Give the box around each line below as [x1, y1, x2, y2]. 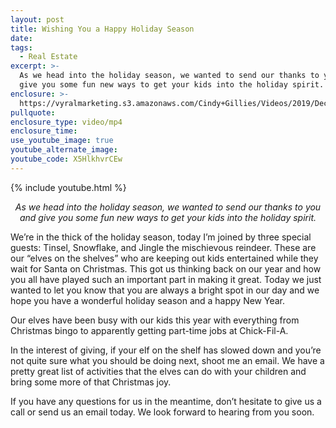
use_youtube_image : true [10, 136, 114, 146]
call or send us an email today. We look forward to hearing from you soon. [10, 406, 315, 418]
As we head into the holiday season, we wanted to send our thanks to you [14, 201, 322, 213]
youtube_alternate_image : [10, 145, 118, 155]
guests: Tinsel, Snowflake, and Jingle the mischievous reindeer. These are [10, 241, 317, 253]
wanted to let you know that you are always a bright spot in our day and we [10, 284, 320, 296]
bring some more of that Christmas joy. [10, 376, 172, 388]
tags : [10, 42, 33, 53]
